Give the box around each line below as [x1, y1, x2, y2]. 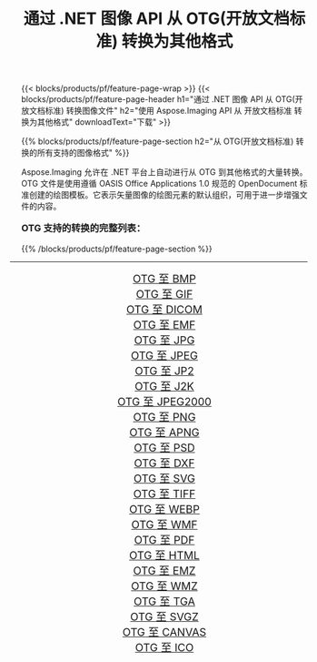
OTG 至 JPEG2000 [117, 394, 212, 409]
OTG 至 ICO [134, 640, 194, 655]
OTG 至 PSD [134, 441, 195, 455]
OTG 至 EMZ [133, 564, 196, 578]
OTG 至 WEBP [128, 502, 201, 516]
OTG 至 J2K [134, 379, 195, 393]
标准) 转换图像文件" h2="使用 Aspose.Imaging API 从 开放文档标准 [45, 106, 292, 117]
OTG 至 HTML [129, 548, 200, 563]
